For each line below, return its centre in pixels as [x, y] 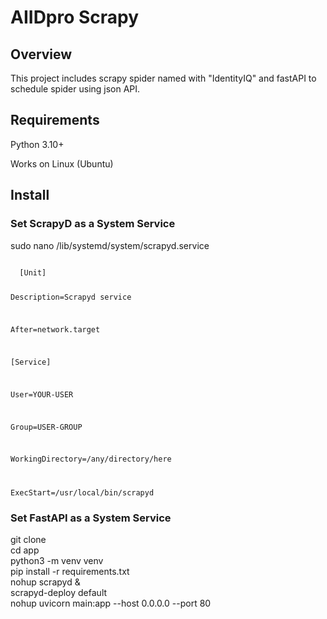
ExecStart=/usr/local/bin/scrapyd [82, 493]
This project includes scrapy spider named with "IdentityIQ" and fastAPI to [163, 78]
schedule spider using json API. [75, 89]
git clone [28, 540]
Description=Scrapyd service [71, 297]
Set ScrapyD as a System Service [93, 224]
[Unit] [33, 272]
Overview [41, 54]
